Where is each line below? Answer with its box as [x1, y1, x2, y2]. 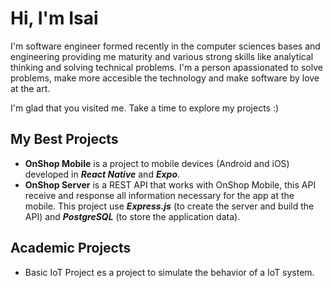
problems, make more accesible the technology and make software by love [10, 72, 320, 84]
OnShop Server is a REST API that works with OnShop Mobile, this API [24, 178, 317, 191]
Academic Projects [10, 240, 132, 257]
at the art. [10, 82, 51, 94]
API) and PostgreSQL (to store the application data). [24, 210, 241, 222]
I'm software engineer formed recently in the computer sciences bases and [10, 40, 321, 52]
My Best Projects [10, 131, 119, 148]
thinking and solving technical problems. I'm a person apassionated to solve [10, 61, 323, 73]
